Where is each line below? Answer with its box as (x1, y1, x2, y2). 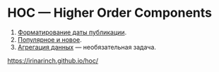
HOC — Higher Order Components (7, 5, 212, 21)
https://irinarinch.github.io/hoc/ (7, 56, 99, 64)
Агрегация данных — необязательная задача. (17, 43, 157, 51)
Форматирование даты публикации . (17, 28, 127, 36)
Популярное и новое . (17, 35, 83, 43)
